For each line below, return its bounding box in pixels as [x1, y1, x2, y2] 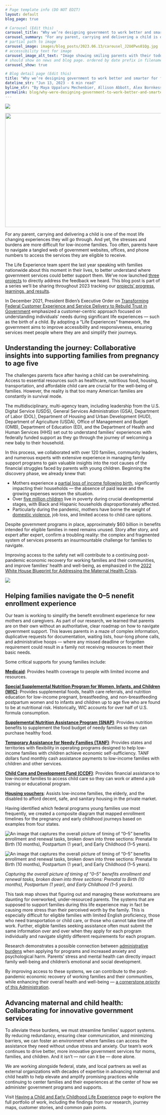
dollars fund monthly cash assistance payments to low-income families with [5, 755, 160, 761]
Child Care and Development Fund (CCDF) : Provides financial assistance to [5, 770, 160, 776]
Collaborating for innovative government [5, 1006, 133, 1015]
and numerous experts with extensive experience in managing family [5, 455, 145, 461]
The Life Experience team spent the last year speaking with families [5, 261, 143, 268]
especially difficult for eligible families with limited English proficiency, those [5, 912, 160, 918]
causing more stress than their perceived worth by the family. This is [5, 907, 145, 913]
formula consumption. [5, 710, 50, 716]
